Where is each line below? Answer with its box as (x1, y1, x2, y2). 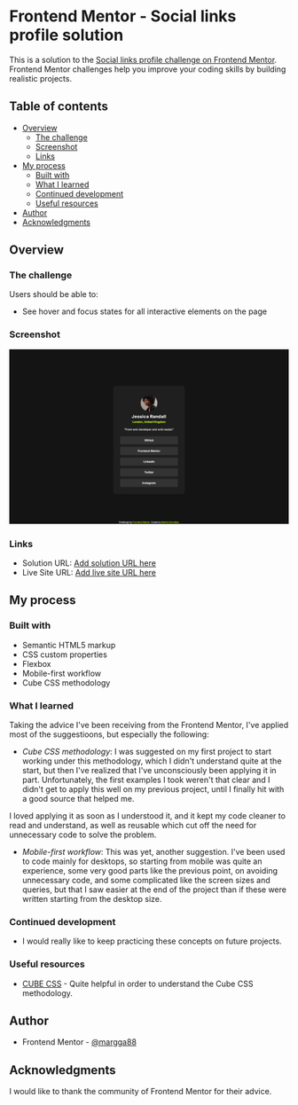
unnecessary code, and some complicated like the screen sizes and (21, 875, 271, 886)
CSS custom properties (21, 649, 108, 660)
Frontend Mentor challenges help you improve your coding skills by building (9, 64, 286, 74)
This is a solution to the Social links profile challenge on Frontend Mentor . (9, 54, 278, 65)
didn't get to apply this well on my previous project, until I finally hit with (21, 784, 285, 795)
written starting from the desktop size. (21, 894, 162, 905)
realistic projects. (9, 73, 73, 83)
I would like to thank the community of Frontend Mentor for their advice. (9, 1086, 272, 1097)
